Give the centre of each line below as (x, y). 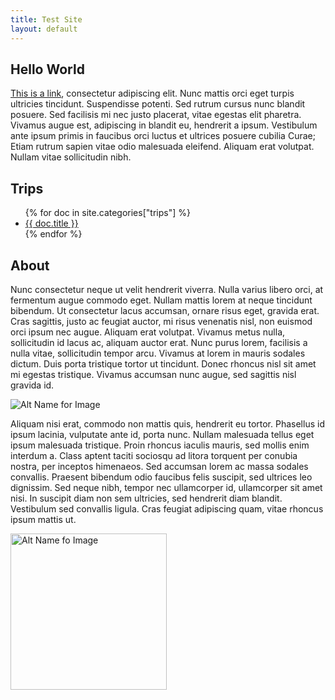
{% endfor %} (53, 234)
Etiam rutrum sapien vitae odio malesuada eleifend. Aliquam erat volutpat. (162, 147)
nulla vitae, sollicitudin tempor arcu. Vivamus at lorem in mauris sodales (158, 353)
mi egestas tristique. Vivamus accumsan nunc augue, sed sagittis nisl (153, 374)
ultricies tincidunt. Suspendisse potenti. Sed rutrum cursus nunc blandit (158, 104)
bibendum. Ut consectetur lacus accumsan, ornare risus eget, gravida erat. (165, 310)
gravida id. (32, 385)
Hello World (47, 69)
